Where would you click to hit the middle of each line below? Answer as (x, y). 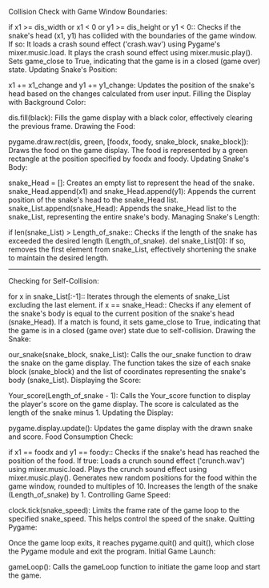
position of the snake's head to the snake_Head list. (93, 200)
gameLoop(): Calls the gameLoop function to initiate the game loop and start (134, 567)
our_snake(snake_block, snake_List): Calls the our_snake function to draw (130, 354)
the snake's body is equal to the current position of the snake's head (121, 313)
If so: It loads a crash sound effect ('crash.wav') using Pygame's (114, 44)
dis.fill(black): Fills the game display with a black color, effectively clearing (131, 118)
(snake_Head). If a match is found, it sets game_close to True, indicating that (134, 322)
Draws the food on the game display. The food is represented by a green (128, 150)
